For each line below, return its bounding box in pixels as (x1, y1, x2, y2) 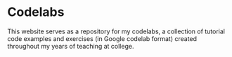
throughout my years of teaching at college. (7, 42, 134, 50)
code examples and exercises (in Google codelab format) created (7, 34, 198, 42)
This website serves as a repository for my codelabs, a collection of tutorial (7, 27, 226, 35)
